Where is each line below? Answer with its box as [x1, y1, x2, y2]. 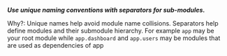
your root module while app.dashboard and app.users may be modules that [7, 34, 221, 42]
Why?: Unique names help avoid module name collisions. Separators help [7, 19, 219, 27]
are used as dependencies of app [7, 41, 104, 49]
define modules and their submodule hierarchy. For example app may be [7, 27, 214, 35]
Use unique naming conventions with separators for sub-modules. [7, 6, 205, 14]
